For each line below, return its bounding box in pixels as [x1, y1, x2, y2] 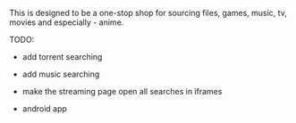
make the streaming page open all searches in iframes [21, 86, 223, 96]
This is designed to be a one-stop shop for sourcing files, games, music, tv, [9, 8, 288, 18]
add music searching [21, 69, 100, 79]
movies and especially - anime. [9, 17, 124, 28]
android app [21, 103, 67, 114]
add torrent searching [21, 52, 103, 61]
